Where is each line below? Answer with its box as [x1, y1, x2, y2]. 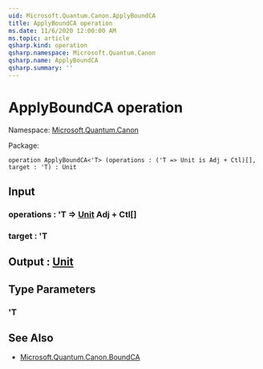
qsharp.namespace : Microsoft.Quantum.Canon [8, 49, 156, 57]
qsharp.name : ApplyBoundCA [8, 57, 99, 65]
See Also [8, 331, 54, 345]
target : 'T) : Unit [8, 163, 78, 171]
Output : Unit [8, 255, 74, 269]
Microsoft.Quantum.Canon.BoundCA [19, 352, 140, 362]
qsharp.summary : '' [8, 64, 74, 72]
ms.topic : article [8, 34, 70, 43]
